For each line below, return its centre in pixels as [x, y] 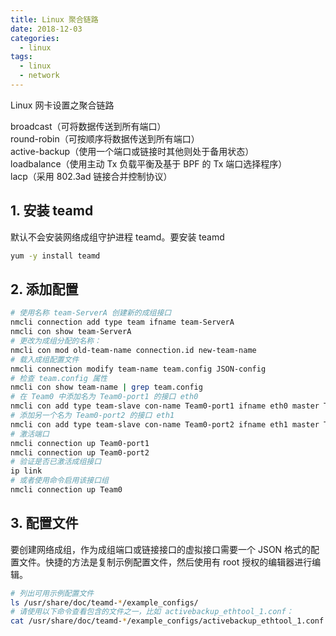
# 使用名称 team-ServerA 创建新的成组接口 [91, 313]
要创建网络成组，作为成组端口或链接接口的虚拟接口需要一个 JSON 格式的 [161, 549]
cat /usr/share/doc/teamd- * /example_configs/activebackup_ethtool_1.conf [167, 621]
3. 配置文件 [44, 523]
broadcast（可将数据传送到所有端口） [88, 126]
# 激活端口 [30, 434]
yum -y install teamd [55, 256]
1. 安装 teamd [52, 211]
